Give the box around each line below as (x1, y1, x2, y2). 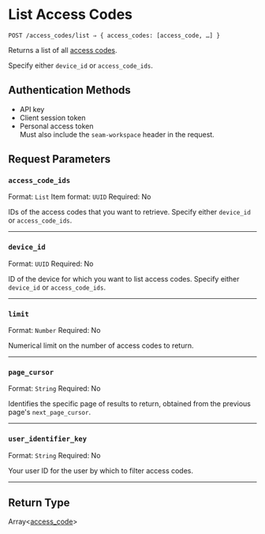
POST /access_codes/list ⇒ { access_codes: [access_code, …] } (8, 32, 221, 39)
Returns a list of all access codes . (8, 45, 118, 54)
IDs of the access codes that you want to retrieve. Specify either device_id (8, 207, 251, 217)
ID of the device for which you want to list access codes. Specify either (8, 274, 240, 283)
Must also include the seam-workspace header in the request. (19, 129, 215, 139)
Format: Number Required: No (8, 326, 101, 335)
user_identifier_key (8, 435, 88, 443)
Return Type (8, 496, 70, 510)
